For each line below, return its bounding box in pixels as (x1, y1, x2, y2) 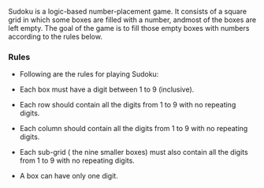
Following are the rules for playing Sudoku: (19, 70, 159, 79)
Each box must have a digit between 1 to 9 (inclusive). (19, 85, 195, 94)
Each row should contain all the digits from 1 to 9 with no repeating (19, 100, 236, 110)
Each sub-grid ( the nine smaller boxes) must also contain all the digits (19, 148, 248, 157)
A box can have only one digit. (19, 171, 118, 181)
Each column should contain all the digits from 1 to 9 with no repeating (19, 124, 248, 133)
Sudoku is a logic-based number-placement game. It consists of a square (8, 7, 247, 16)
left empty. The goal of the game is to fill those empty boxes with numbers (8, 24, 250, 32)
